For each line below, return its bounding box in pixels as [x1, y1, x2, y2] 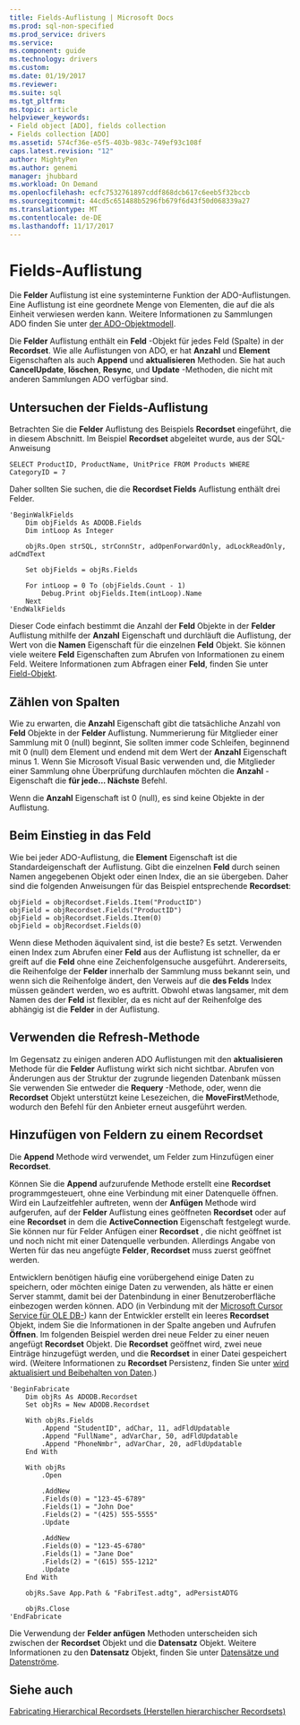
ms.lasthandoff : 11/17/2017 [9, 222, 115, 231]
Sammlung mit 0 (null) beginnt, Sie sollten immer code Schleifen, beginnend [9, 737, 290, 748]
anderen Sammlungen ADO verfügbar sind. [9, 374, 168, 385]
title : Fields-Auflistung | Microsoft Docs [9, 13, 175, 22]
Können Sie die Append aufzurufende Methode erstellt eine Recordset [9, 1178, 271, 1189]
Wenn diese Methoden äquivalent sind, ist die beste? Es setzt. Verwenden [9, 937, 282, 947]
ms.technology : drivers [9, 55, 99, 64]
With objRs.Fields [25, 1416, 94, 1424]
